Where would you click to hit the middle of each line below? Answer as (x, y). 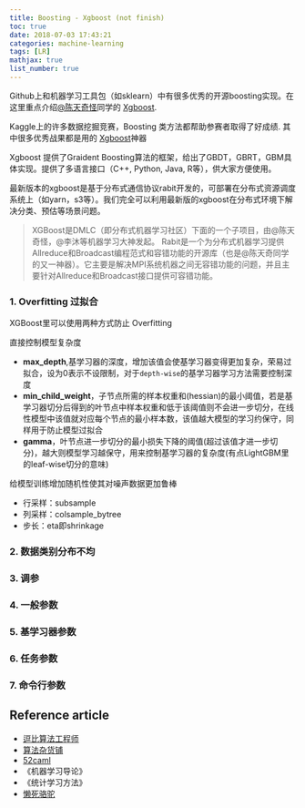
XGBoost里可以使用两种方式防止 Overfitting (91, 323)
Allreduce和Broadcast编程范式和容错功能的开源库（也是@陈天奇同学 (160, 252)
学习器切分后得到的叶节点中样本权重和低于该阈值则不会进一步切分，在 (154, 407)
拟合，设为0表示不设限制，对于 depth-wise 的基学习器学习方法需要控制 (153, 373)
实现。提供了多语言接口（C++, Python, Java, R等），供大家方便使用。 (147, 169)
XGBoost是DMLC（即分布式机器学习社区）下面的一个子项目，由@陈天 (163, 230)
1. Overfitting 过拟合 (54, 302)
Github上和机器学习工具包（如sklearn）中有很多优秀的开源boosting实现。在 (152, 96)
